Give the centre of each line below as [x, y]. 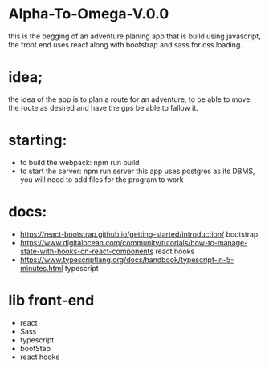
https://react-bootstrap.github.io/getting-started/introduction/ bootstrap [139, 234]
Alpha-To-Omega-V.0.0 [89, 14]
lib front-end [51, 300]
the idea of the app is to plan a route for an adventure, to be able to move [129, 99]
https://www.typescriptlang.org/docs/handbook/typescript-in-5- [127, 259]
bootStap [35, 348]
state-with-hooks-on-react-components [87, 251]
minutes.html [41, 268]
